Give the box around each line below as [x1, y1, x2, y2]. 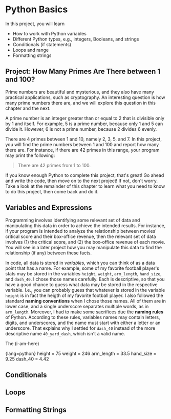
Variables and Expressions [5, 204, 92, 212]
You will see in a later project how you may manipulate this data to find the [5, 244, 162, 250]
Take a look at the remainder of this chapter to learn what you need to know [5, 183, 165, 189]
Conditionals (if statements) [12, 41, 72, 47]
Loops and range [12, 47, 49, 53]
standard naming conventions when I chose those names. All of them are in [5, 297, 166, 304]
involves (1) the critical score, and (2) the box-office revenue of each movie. [5, 238, 165, 245]
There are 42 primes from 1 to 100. [17, 162, 91, 168]
